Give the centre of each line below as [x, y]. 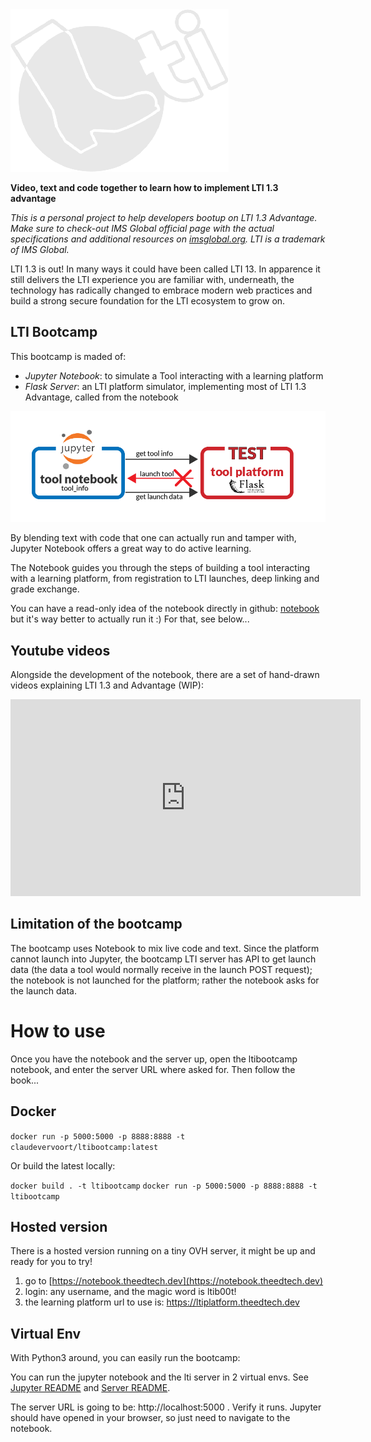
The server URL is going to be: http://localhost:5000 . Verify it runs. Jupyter [166, 1407]
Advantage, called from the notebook [101, 397]
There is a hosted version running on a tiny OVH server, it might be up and [163, 1251]
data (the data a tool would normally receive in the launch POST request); [161, 969]
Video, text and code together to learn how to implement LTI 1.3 [144, 187]
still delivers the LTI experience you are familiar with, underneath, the [152, 279]
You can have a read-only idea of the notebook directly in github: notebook [165, 609]
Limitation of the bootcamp [96, 924]
